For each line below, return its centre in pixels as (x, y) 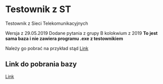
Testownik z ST (38, 9)
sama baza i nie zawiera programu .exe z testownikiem (64, 38)
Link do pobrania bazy (41, 64)
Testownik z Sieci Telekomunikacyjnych (47, 23)
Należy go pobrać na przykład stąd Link (47, 48)
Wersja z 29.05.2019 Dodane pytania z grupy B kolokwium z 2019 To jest (81, 33)
